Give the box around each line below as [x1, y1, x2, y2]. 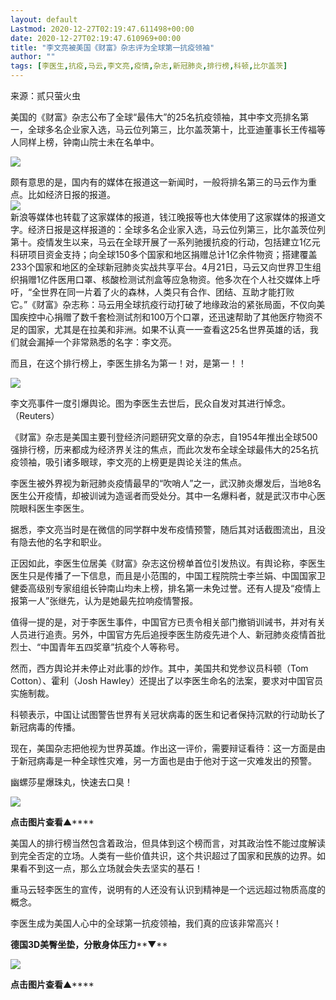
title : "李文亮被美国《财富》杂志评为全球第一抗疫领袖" [10, 42, 215, 53]
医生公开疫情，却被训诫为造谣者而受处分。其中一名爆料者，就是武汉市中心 [10, 490, 317, 501]
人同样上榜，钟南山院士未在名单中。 [10, 136, 160, 148]
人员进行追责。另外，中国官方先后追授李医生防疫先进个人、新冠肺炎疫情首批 [10, 629, 326, 640]
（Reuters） [10, 410, 60, 421]
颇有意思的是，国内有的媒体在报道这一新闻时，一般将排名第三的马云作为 [10, 176, 308, 188]
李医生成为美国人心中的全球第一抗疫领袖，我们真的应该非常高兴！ [10, 917, 282, 929]
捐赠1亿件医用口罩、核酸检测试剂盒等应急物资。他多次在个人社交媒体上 [18, 274, 312, 285]
